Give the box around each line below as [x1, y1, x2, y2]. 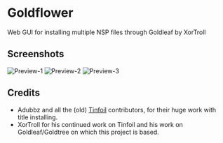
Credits [7, 87, 41, 99]
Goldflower [7, 5, 74, 21]
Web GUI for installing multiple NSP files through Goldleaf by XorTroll [7, 28, 206, 36]
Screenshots [7, 48, 65, 60]
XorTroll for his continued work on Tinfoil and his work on [17, 120, 184, 128]
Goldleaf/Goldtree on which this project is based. [17, 128, 159, 136]
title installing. [17, 113, 58, 121]
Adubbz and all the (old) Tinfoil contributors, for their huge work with [17, 105, 217, 114]
